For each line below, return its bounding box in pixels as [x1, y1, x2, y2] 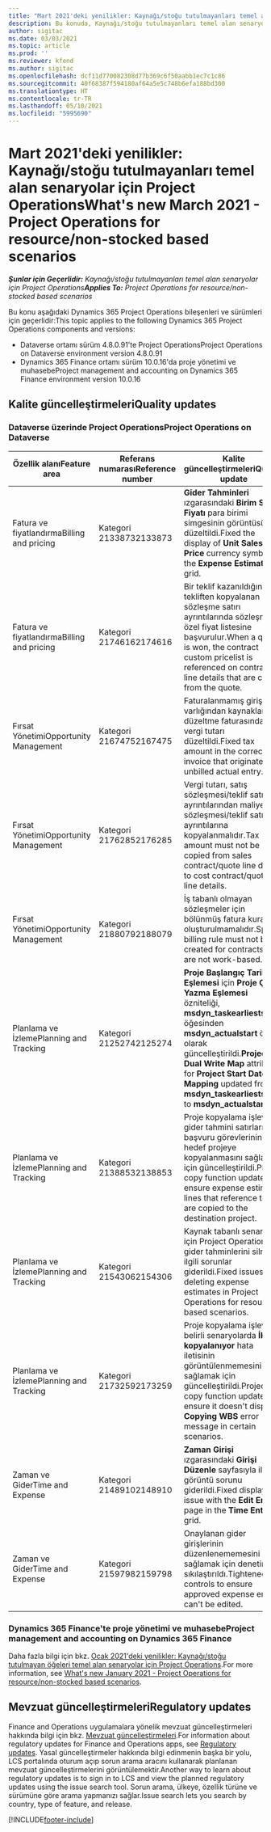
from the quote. [183, 682, 243, 693]
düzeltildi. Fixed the [183, 527, 256, 538]
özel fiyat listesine [183, 621, 252, 632]
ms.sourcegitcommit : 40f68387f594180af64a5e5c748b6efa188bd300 [8, 79, 226, 87]
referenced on [183, 661, 238, 673]
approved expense [183, 1588, 255, 1599]
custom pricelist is [183, 652, 253, 663]
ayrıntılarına [183, 819, 228, 830]
